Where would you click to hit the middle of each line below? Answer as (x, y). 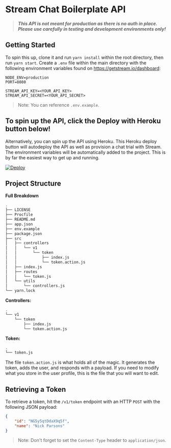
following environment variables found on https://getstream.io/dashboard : (83, 68)
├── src (14, 239)
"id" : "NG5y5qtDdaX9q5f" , (42, 421)
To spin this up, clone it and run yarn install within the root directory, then (84, 57)
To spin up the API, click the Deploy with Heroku (83, 121)
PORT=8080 (16, 82)
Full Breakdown (22, 196)
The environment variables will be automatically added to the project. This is (86, 152)
